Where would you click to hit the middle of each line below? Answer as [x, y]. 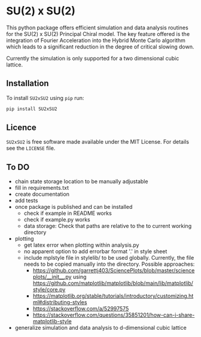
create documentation [42, 194]
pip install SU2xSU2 [32, 109]
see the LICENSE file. [31, 148]
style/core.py [49, 290]
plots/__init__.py [52, 277]
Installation [28, 84]
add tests [26, 201]
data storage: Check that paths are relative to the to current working [108, 226]
